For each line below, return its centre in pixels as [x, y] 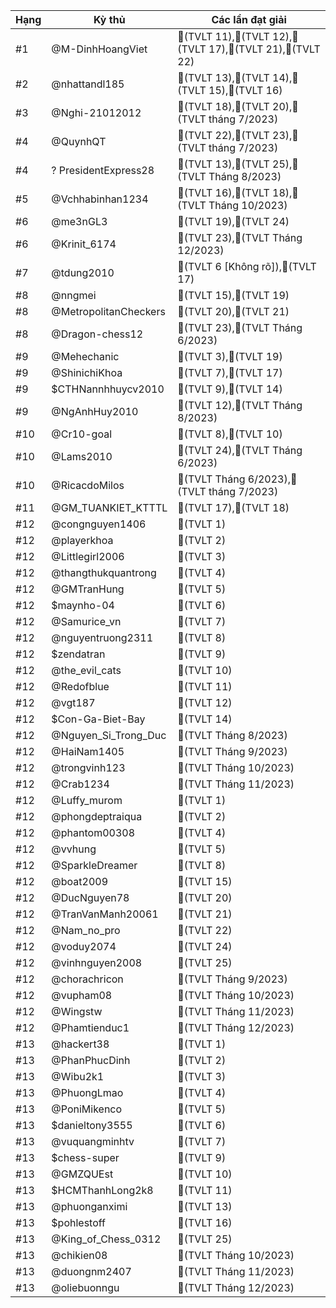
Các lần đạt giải [249, 19]
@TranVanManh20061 [105, 914]
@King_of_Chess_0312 [106, 1239]
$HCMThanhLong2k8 [102, 1190]
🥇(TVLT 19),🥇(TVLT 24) [233, 221]
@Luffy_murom [87, 800]
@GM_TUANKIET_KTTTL [109, 507]
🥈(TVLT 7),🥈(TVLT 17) [230, 372]
